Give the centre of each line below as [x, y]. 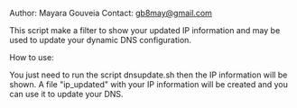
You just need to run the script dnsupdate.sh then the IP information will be [148, 75]
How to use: [32, 57]
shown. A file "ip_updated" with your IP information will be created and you [149, 84]
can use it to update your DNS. [66, 94]
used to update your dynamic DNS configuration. [101, 40]
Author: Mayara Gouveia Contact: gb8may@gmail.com [111, 13]
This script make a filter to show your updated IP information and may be [145, 30]
